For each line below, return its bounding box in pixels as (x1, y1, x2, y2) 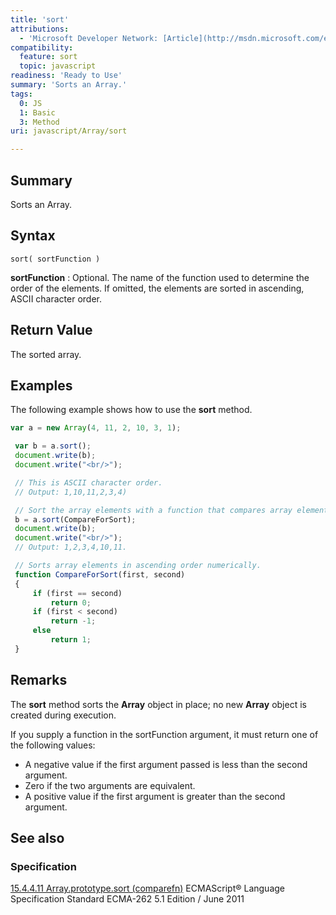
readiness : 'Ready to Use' (10, 71, 123, 81)
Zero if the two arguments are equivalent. (24, 779, 196, 791)
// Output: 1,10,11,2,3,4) (14, 487, 128, 497)
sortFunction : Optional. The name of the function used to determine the (10, 271, 310, 283)
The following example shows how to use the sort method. (10, 404, 253, 416)
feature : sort (19, 52, 78, 62)
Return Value (10, 322, 93, 339)
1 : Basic (19, 107, 56, 118)
